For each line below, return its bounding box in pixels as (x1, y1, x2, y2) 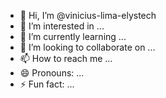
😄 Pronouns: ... (19, 67, 85, 79)
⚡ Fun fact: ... (19, 78, 75, 90)
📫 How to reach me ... (19, 53, 113, 64)
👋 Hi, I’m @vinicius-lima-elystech (19, 10, 157, 21)
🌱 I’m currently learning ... (19, 31, 127, 42)
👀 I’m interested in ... (19, 20, 105, 32)
